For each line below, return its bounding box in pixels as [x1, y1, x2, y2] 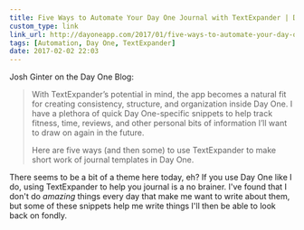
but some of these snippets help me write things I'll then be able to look [9, 200, 276, 212]
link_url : [9, 30, 47, 39]
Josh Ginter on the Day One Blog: [9, 71, 134, 82]
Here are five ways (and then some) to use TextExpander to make [31, 145, 277, 156]
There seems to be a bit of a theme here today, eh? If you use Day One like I [9, 172, 292, 183]
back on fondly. [9, 210, 68, 221]
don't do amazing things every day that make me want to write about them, [9, 191, 290, 202]
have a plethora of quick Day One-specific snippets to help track [31, 108, 273, 119]
